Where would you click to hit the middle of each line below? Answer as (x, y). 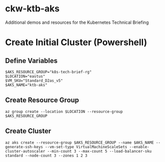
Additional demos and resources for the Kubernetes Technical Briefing (77, 22)
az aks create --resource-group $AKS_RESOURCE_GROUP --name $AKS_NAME (80, 142)
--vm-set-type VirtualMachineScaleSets (86, 147)
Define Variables (31, 61)
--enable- (139, 147)
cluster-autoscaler (25, 151)
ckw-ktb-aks (32, 9)
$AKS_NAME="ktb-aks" (27, 85)
